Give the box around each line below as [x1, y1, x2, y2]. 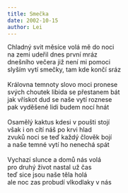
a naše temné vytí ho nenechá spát [7, 141, 110, 149]
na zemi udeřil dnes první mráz [7, 50, 98, 59]
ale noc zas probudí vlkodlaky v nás [7, 178, 112, 187]
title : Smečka [7, 10, 50, 18]
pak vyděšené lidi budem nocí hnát [7, 103, 110, 112]
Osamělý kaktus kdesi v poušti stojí [7, 118, 110, 127]
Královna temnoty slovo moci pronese [7, 81, 118, 89]
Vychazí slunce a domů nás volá [7, 156, 101, 164]
